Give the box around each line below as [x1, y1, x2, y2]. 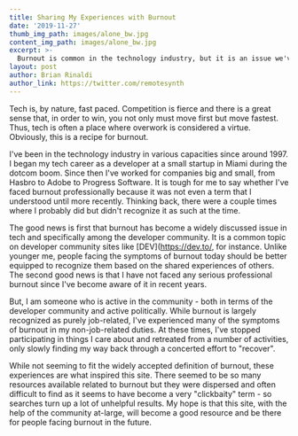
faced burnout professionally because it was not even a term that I [9, 186, 252, 197]
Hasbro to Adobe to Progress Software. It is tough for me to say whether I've [9, 176, 289, 187]
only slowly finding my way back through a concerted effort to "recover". [9, 343, 276, 354]
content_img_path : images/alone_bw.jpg [9, 37, 157, 47]
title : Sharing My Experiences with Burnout [9, 12, 176, 22]
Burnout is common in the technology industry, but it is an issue [17, 54, 272, 63]
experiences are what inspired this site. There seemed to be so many [9, 370, 262, 380]
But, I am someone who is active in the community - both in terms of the [9, 296, 273, 307]
